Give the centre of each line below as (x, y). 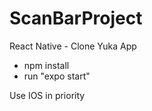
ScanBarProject (76, 18)
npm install (46, 65)
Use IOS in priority (47, 95)
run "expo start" (57, 76)
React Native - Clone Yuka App (73, 46)
